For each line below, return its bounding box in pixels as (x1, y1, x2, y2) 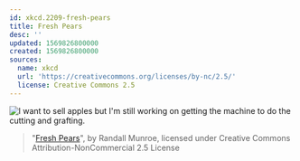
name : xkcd (17, 64, 59, 73)
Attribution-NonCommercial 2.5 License (31, 142, 181, 153)
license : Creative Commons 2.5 (17, 80, 136, 90)
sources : (9, 55, 42, 64)
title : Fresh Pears (9, 22, 83, 31)
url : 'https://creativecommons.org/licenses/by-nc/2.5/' (17, 72, 237, 81)
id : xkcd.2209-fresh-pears (9, 13, 111, 23)
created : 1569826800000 (9, 47, 99, 56)
